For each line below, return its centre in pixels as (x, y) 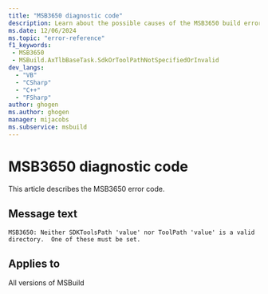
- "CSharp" (33, 82)
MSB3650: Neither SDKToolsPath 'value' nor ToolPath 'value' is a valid (132, 232)
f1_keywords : (30, 46)
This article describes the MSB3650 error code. (87, 189)
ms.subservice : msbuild (48, 127)
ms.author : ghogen (39, 113)
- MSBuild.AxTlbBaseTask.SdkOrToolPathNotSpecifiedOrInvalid (115, 61)
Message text (43, 214)
